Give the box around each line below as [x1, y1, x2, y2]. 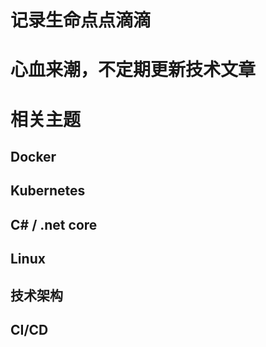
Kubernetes [10, 182, 86, 200]
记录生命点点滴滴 [10, 9, 152, 32]
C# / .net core [10, 216, 98, 233]
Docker [10, 148, 57, 165]
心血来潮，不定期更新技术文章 [10, 59, 257, 81]
